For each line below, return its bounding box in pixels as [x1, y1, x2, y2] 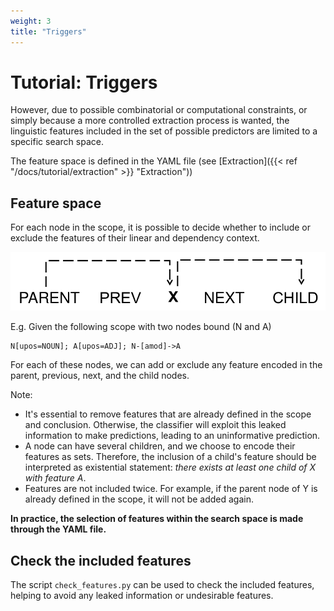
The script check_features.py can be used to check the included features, [10, 579, 315, 591]
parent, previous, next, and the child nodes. [10, 370, 190, 382]
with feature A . [24, 472, 87, 484]
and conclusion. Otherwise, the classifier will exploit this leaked [24, 419, 287, 431]
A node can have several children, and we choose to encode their [24, 440, 296, 452]
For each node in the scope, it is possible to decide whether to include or [10, 221, 312, 234]
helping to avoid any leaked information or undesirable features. [10, 590, 274, 602]
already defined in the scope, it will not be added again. [24, 493, 254, 505]
